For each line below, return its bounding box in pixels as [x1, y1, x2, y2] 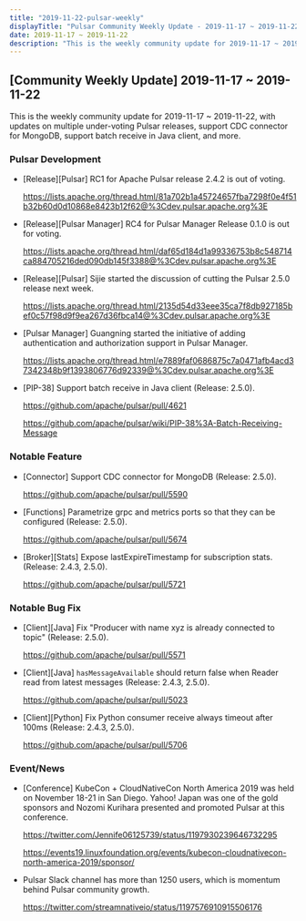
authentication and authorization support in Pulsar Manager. [22, 338, 249, 349]
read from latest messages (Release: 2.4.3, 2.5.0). [22, 676, 210, 688]
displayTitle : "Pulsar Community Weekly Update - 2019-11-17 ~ [9, 22, 255, 31]
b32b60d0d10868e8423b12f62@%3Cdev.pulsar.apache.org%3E [22, 201, 269, 212]
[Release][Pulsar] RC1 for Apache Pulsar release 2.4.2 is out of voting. [22, 174, 286, 185]
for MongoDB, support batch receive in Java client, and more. [9, 130, 241, 141]
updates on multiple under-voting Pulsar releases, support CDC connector [9, 120, 289, 132]
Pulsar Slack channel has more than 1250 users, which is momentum [22, 875, 280, 885]
